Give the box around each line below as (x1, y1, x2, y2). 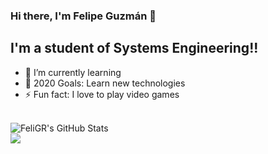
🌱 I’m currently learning (24, 66, 122, 78)
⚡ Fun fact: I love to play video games (24, 88, 180, 100)
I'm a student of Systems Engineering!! (10, 40, 259, 57)
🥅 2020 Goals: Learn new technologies (24, 77, 186, 89)
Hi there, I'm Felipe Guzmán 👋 (10, 9, 157, 23)
